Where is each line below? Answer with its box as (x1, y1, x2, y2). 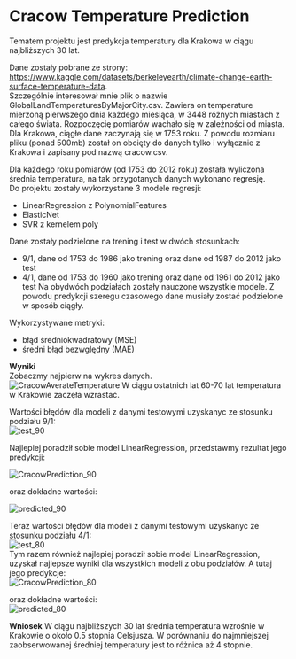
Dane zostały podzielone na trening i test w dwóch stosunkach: (9, 236, 241, 246)
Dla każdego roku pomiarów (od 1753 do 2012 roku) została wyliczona (9, 164, 265, 174)
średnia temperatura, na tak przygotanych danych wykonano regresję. (9, 173, 266, 183)
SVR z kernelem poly (21, 219, 99, 229)
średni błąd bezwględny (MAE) (21, 344, 135, 354)
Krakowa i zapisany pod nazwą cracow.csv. (9, 146, 168, 157)
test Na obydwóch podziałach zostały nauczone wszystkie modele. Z (21, 281, 275, 291)
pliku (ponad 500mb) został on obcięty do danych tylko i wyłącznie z (9, 137, 261, 148)
